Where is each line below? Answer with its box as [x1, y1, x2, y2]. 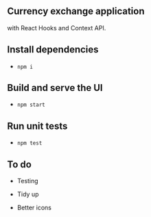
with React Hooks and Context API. [7, 23, 106, 32]
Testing [16, 177, 39, 185]
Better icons [16, 203, 51, 212]
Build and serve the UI [7, 82, 103, 94]
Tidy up [16, 190, 39, 198]
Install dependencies [7, 44, 99, 56]
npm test [16, 140, 43, 147]
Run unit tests [7, 120, 68, 132]
